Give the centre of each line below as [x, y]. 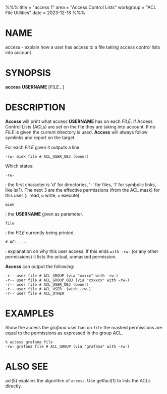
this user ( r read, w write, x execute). [43, 195]
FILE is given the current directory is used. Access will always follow [76, 132]
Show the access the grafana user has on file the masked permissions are [84, 327]
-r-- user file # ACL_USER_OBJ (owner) [47, 284]
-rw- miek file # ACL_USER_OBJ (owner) [47, 156]
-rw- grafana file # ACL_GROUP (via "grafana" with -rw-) [67, 346]
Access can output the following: [40, 266]
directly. [14, 386]
